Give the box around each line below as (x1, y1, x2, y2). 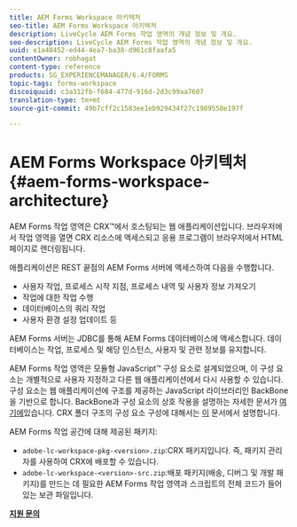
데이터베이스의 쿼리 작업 (21, 303, 106, 314)
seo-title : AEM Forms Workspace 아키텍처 (9, 21, 157, 30)
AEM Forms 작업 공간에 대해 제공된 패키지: (9, 427, 158, 437)
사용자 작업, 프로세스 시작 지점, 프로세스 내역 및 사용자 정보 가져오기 (21, 281, 256, 292)
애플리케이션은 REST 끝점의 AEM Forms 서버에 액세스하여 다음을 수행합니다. (9, 263, 275, 273)
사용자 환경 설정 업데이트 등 (21, 314, 118, 325)
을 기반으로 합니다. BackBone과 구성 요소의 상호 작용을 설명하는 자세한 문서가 (9, 397, 277, 407)
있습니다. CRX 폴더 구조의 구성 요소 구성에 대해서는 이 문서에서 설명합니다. (23, 407, 281, 418)
